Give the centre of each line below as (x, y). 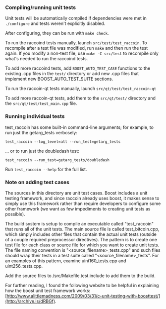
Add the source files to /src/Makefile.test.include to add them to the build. (81, 276)
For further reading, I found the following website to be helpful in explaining (82, 285)
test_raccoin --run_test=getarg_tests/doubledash (57, 160)
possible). (15, 214)
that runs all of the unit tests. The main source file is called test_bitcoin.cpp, (82, 229)
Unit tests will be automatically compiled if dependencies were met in (76, 18)
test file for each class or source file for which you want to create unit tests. (82, 245)
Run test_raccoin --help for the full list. (46, 169)
